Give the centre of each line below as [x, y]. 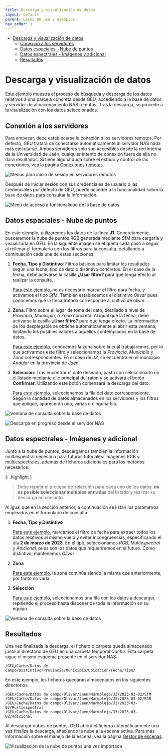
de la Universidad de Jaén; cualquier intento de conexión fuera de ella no [81, 154]
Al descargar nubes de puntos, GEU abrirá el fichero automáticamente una [82, 726]
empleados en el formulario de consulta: [47, 512]
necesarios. [17, 467]
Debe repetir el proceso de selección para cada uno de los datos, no [88, 487]
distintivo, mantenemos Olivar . [44, 553]
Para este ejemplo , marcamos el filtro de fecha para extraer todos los [84, 532]
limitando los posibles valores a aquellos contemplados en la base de [84, 331]
